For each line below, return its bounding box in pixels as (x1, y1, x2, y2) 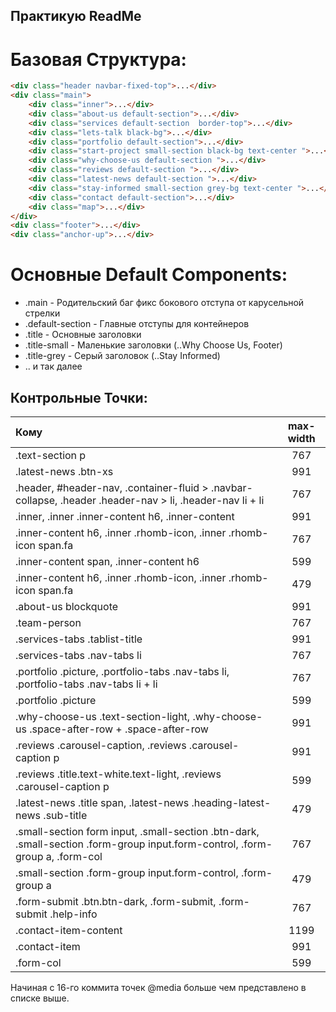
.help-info (49, 907, 98, 921)
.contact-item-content (15, 923, 123, 937)
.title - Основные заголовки (24, 329, 142, 341)
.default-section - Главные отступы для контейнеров (24, 318, 250, 330)
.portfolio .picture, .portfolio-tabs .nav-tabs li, (15, 664, 230, 678)
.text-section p (15, 448, 87, 462)
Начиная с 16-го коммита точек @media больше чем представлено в (10, 981, 307, 993)
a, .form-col (45, 849, 103, 863)
